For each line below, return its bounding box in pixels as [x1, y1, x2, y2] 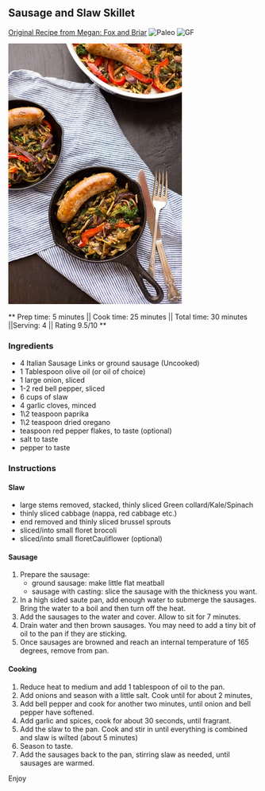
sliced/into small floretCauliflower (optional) [19, 534, 163, 544]
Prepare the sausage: [19, 570, 90, 579]
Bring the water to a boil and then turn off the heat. [19, 604, 186, 614]
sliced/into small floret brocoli [19, 525, 117, 536]
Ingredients [8, 340, 54, 351]
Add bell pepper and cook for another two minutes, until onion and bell [19, 699, 252, 708]
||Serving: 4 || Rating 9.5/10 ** [8, 320, 107, 329]
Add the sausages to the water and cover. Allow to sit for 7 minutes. [19, 612, 241, 621]
